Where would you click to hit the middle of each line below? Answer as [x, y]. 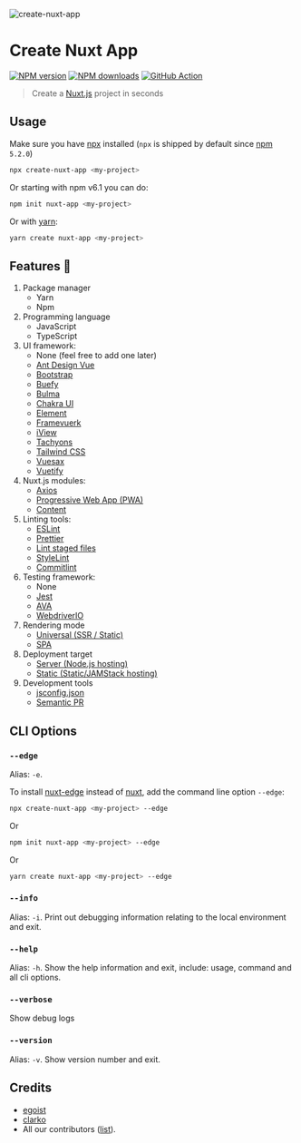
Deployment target [58, 654]
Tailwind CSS [61, 452]
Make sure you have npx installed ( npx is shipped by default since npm [141, 143]
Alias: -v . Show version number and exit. [85, 1059]
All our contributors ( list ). [69, 1128]
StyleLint [53, 558]
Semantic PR [60, 702]
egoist [34, 1109]
